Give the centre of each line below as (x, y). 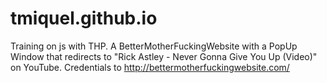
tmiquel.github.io (84, 18)
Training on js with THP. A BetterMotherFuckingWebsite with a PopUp (154, 46)
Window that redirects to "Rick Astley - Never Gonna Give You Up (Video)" (164, 56)
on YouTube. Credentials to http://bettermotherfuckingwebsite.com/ (150, 67)
